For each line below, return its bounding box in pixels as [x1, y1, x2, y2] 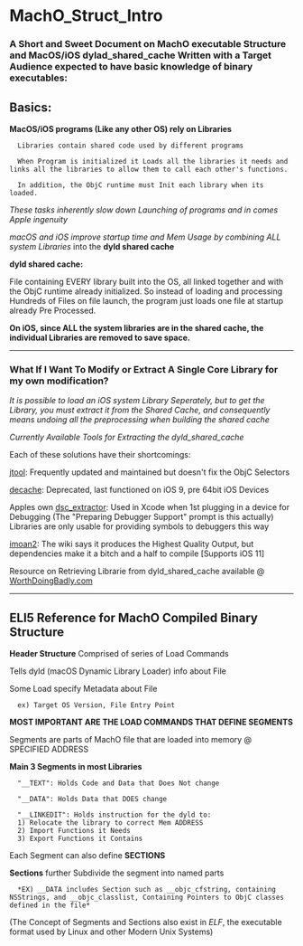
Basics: [9, 99, 52, 115]
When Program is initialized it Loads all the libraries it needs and [17, 156, 289, 166]
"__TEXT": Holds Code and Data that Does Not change [17, 779, 220, 788]
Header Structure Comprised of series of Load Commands [9, 648, 229, 659]
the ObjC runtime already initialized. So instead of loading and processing [9, 286, 283, 297]
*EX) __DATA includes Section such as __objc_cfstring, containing [17, 885, 277, 894]
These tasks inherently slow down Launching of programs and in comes [9, 204, 279, 215]
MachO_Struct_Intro [9, 5, 163, 26]
